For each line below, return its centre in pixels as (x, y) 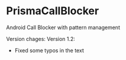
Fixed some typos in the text (49, 50)
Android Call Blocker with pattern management (63, 27)
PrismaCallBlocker (53, 11)
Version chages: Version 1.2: (41, 39)
